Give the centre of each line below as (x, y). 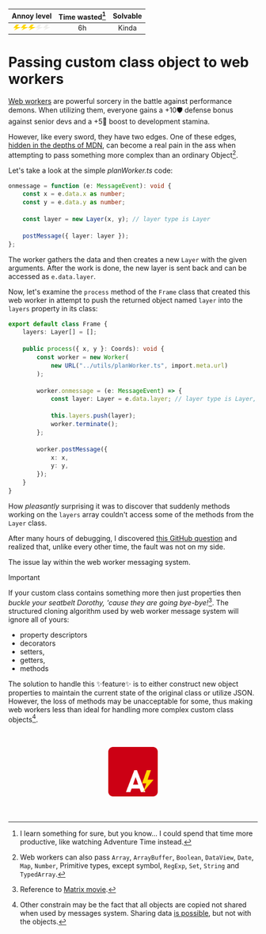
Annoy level (32, 16)
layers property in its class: (53, 308)
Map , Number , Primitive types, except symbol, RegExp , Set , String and (129, 866)
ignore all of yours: (39, 619)
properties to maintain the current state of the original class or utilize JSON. (131, 692)
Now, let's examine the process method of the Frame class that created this (129, 292)
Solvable (127, 16)
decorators (38, 643)
